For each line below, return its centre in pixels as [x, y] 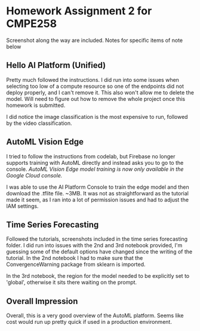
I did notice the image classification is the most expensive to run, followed [97, 117]
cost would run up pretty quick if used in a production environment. [89, 322]
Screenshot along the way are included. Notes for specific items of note [95, 40]
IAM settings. [22, 206]
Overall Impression [42, 301]
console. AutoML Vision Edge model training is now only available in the [95, 169]
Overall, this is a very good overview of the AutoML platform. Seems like [95, 315]
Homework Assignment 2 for [79, 11]
